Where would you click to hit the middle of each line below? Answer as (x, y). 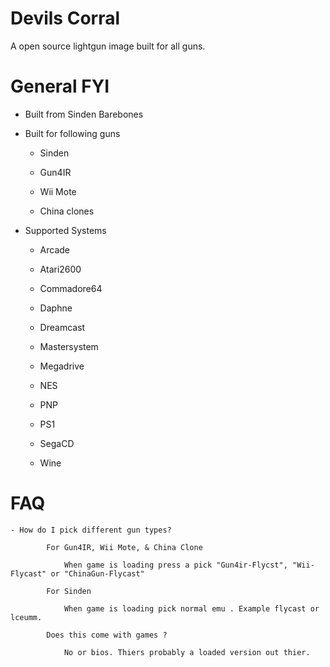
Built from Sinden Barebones (84, 114)
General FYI (60, 86)
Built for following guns (72, 133)
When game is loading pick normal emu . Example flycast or (191, 608)
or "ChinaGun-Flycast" (97, 573)
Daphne (56, 308)
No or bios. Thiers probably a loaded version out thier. (187, 652)
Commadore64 (71, 288)
